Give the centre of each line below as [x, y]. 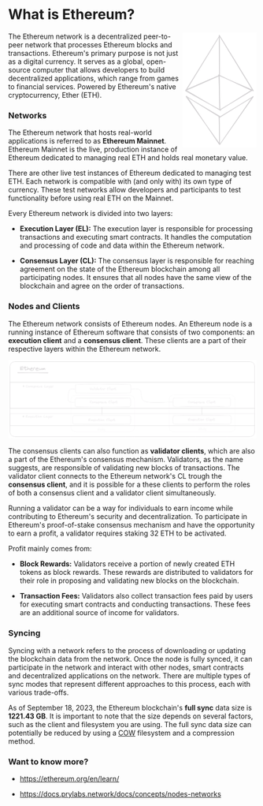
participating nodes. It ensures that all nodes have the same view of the [135, 278]
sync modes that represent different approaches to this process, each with [129, 684]
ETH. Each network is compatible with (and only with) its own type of [120, 181]
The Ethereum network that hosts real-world [80, 132]
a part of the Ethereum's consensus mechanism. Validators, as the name [126, 460]
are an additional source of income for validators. [99, 613]
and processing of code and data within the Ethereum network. [122, 245]
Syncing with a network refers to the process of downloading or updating [127, 650]
